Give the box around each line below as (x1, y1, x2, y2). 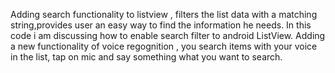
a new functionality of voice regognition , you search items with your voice (10, 40, 318, 52)
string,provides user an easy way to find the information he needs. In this (10, 19, 312, 31)
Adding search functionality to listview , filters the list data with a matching (10, 9, 318, 20)
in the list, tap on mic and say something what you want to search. (10, 51, 283, 63)
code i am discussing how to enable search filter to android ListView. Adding (10, 30, 326, 41)
